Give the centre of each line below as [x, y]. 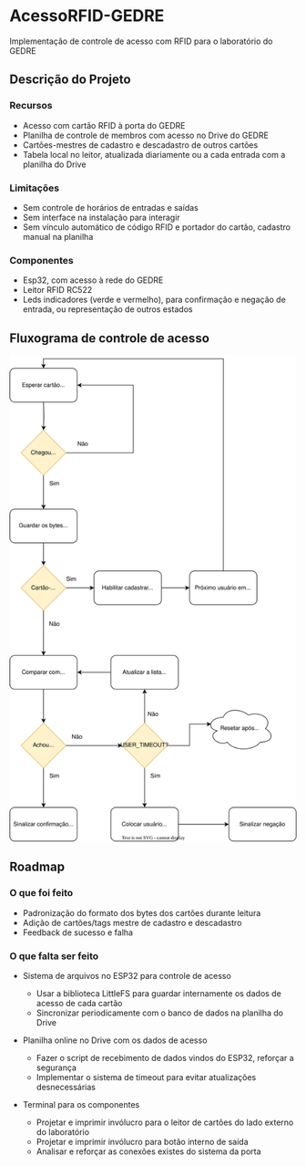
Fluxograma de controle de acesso [109, 338]
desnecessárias [66, 1088]
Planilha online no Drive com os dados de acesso [115, 1040]
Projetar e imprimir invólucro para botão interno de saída [142, 1142]
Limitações [35, 188]
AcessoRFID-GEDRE [87, 16]
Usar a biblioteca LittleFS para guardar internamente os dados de [159, 994]
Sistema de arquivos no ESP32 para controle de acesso [127, 976]
